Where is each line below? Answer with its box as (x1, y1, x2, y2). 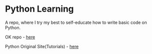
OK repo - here (5, 34, 36, 40)
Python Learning (5, 3, 74, 15)
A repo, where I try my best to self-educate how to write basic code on (5, 19, 147, 25)
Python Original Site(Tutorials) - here (5, 43, 79, 49)
